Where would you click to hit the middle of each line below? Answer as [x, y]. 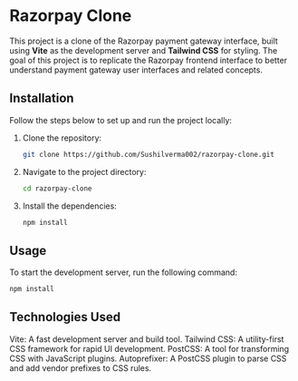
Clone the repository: [62, 138]
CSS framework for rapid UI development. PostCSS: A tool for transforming [149, 348]
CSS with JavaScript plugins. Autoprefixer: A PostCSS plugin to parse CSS [148, 358]
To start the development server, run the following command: [124, 272]
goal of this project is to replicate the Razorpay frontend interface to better [149, 60]
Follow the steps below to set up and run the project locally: [121, 120]
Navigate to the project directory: [84, 171]
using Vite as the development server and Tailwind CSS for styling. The [144, 50]
